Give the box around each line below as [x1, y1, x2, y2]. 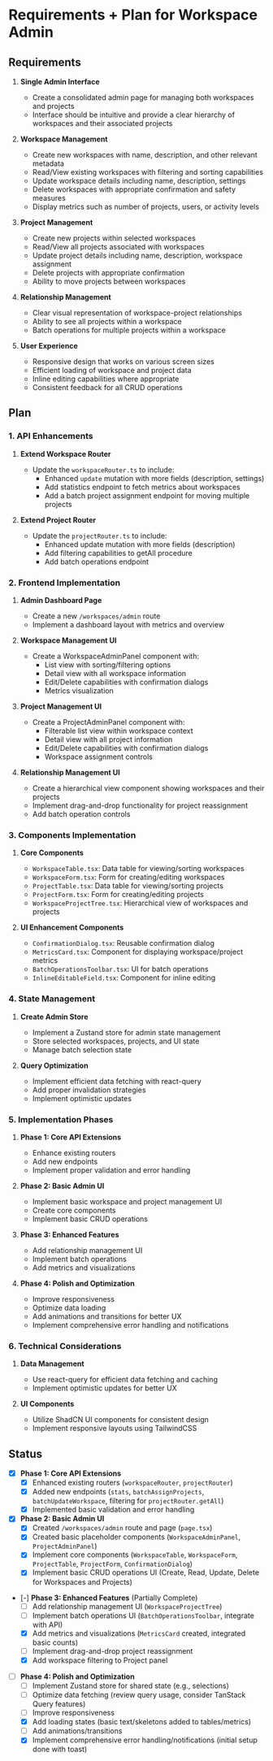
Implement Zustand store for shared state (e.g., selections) [32, 1681, 230, 1690]
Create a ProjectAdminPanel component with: [32, 717, 185, 727]
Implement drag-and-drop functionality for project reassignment [32, 800, 248, 810]
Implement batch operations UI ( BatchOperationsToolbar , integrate [32, 1611, 254, 1620]
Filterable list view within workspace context [44, 726, 193, 735]
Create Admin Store [19, 1012, 89, 1021]
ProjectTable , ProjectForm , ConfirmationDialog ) [32, 1559, 193, 1569]
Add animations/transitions [32, 1726, 123, 1736]
